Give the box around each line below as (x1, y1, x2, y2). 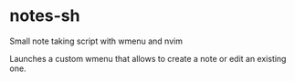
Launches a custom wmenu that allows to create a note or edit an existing (9, 53, 287, 64)
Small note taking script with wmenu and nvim (9, 35, 183, 46)
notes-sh (9, 5, 80, 26)
